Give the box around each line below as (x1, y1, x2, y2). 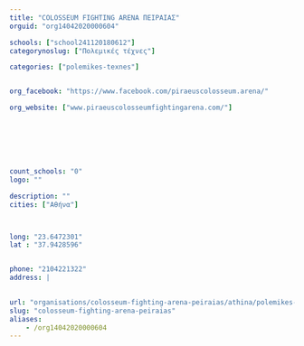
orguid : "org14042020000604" (9, 22, 119, 31)
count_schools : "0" (9, 167, 83, 176)
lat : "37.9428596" (9, 240, 83, 249)
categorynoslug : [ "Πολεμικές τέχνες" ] (9, 46, 156, 55)
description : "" (9, 192, 71, 201)
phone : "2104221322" (9, 265, 88, 274)
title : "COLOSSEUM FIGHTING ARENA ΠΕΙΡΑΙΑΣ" (9, 13, 180, 23)
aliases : (9, 314, 43, 323)
